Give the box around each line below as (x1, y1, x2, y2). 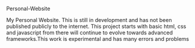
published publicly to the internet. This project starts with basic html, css (6, 23, 187, 30)
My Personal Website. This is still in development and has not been (6, 17, 172, 23)
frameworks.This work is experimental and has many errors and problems (6, 36, 190, 42)
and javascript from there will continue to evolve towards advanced (6, 29, 173, 36)
